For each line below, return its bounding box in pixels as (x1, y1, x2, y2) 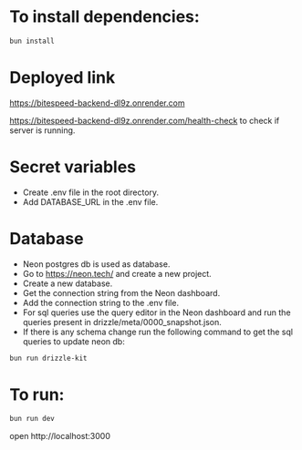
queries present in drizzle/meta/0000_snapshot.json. (22, 316, 222, 327)
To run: (9, 384, 65, 404)
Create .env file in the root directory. (22, 187, 160, 198)
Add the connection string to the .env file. (22, 297, 180, 308)
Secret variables (9, 157, 137, 177)
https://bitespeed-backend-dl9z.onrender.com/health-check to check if (9, 115, 280, 126)
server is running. (9, 125, 76, 136)
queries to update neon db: (22, 335, 125, 347)
